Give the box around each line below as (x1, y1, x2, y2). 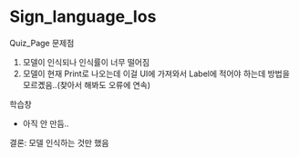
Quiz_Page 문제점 (9, 37, 75, 48)
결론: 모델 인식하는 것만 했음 (9, 137, 109, 148)
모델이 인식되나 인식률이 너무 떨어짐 (22, 56, 150, 67)
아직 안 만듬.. (22, 118, 70, 129)
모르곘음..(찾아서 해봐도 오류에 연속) (22, 79, 151, 90)
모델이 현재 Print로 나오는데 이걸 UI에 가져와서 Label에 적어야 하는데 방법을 (22, 68, 290, 79)
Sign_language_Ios (9, 6, 157, 27)
